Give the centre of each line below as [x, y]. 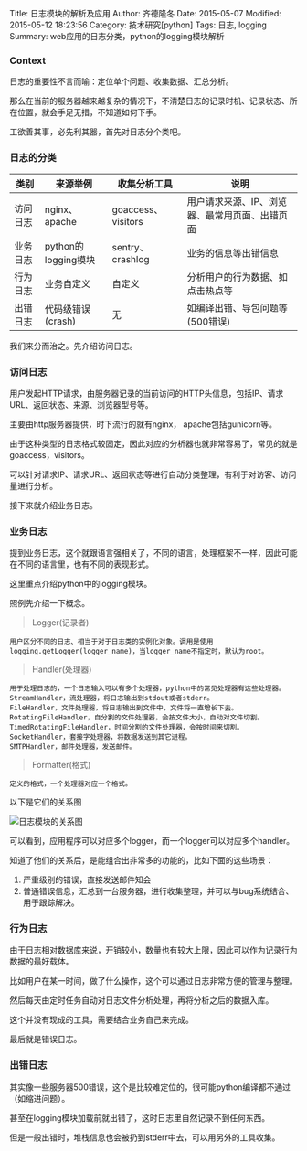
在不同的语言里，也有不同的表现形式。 [81, 564]
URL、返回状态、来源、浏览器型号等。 [81, 404]
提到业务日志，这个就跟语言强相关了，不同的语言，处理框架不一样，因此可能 [153, 553]
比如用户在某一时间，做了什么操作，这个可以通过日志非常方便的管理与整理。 [153, 981]
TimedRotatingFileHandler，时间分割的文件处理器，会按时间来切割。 [127, 728]
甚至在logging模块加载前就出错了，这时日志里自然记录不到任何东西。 [140, 1117]
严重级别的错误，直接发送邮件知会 [87, 879]
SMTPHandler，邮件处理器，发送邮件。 [73, 747]
